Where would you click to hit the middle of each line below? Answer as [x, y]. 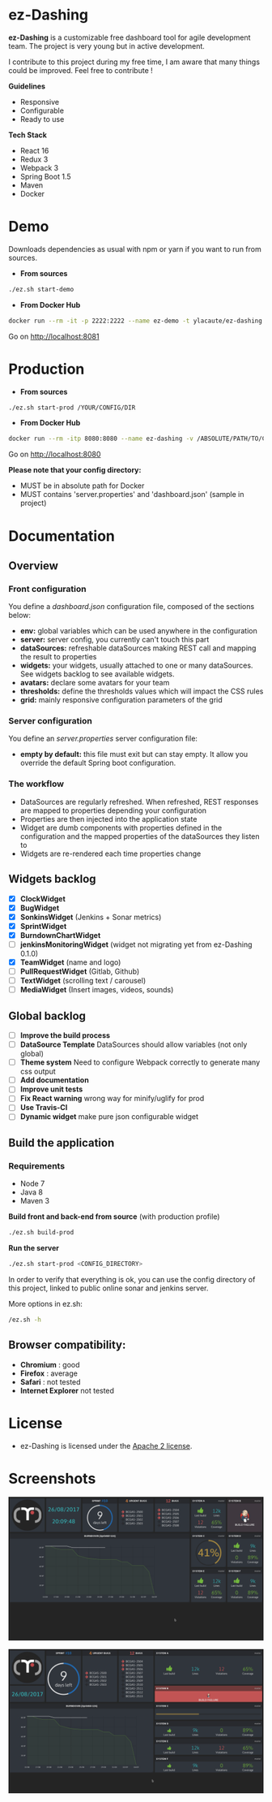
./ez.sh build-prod [41, 1233]
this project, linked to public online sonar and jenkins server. [108, 1288]
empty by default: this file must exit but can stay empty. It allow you [134, 754]
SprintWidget [43, 926]
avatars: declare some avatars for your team [95, 683]
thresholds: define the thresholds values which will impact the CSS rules [142, 691]
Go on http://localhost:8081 [54, 336]
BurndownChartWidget [60, 935]
